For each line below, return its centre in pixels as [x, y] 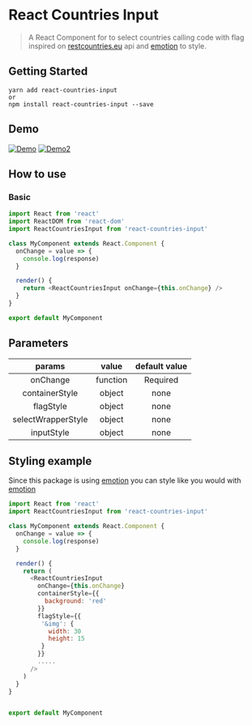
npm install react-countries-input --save [81, 104]
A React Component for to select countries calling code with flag [136, 37]
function [112, 380]
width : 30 [65, 631]
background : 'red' [75, 601]
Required [161, 380]
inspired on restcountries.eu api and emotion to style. [117, 45]
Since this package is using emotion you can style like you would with [125, 480]
